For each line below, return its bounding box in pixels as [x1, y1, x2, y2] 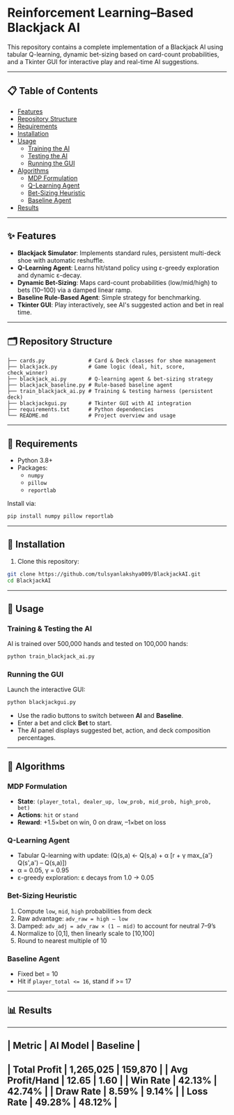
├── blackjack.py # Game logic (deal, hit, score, [7, 364, 186, 371]
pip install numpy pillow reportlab [7, 513, 114, 520]
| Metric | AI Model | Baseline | [7, 1040, 141, 1052]
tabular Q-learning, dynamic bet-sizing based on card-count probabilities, [7, 50, 219, 59]
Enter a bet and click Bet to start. [17, 719, 112, 728]
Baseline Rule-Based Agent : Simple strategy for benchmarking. [17, 293, 201, 301]
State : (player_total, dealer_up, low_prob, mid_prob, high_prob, [17, 797, 212, 806]
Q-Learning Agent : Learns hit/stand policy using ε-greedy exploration [17, 263, 219, 272]
